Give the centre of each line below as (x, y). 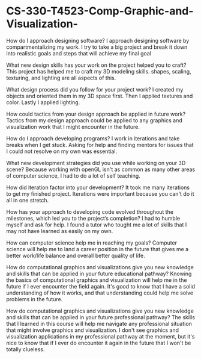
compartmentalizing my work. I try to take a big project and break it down (97, 47)
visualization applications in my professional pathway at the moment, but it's (100, 336)
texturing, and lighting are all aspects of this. (61, 78)
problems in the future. (34, 299)
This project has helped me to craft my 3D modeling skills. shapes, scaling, (99, 71)
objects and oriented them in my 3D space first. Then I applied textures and (100, 96)
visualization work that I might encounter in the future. (73, 126)
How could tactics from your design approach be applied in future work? (96, 114)
